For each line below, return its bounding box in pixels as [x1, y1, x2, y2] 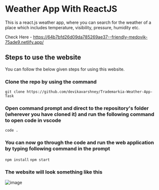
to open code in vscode [5, 117, 62, 123]
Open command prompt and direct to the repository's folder [5, 104, 149, 111]
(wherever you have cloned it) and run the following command [5, 111, 155, 118]
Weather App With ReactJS [5, 3, 117, 15]
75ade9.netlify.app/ [5, 39, 44, 45]
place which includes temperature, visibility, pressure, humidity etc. [5, 24, 140, 30]
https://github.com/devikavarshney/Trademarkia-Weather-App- [26, 89, 153, 94]
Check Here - [5, 34, 32, 40]
